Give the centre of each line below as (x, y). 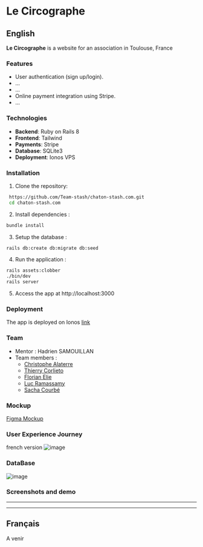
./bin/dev (19, 277)
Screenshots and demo (41, 492)
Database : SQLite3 (39, 151)
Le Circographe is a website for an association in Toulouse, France (90, 48)
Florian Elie (38, 377)
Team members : (36, 358)
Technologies (27, 118)
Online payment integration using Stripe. (65, 96)
